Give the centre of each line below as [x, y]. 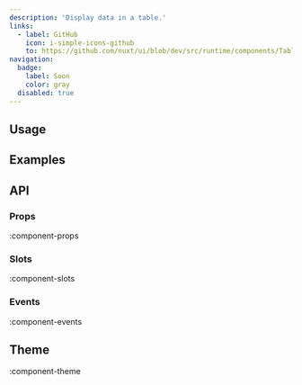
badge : [30, 68]
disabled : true [46, 93]
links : [22, 26]
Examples [37, 160]
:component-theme [45, 372]
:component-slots [42, 279]
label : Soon [48, 76]
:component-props [44, 236]
